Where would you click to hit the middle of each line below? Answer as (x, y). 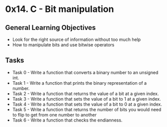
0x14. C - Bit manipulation (60, 9)
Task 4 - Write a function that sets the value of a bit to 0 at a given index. (87, 104)
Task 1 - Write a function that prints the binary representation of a (80, 83)
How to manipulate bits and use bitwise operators (63, 45)
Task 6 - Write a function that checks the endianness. (67, 120)
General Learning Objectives (51, 28)
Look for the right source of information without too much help (77, 39)
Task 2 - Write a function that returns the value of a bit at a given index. (85, 94)
